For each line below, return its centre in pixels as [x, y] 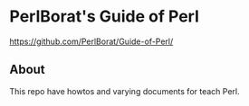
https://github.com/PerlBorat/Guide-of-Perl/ [91, 41]
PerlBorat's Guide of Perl [104, 17]
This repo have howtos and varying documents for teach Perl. [124, 91]
